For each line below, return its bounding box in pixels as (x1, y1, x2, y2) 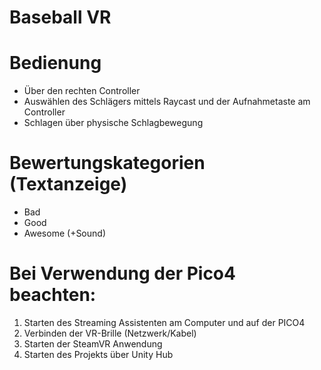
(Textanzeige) (9, 173, 128, 196)
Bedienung (9, 52, 102, 75)
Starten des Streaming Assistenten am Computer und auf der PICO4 (23, 317, 306, 328)
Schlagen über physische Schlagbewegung (23, 117, 204, 129)
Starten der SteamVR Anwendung (23, 338, 163, 350)
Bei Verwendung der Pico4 (9, 262, 236, 285)
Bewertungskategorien (9, 152, 206, 175)
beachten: (9, 284, 97, 306)
